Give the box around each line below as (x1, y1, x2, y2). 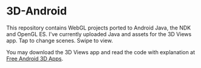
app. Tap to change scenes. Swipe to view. (6, 37, 113, 44)
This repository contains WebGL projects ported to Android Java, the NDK (6, 24, 191, 31)
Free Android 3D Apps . (6, 55, 64, 62)
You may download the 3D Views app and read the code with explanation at (6, 48, 196, 55)
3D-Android (6, 4, 67, 18)
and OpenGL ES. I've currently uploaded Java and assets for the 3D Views (6, 30, 192, 37)
